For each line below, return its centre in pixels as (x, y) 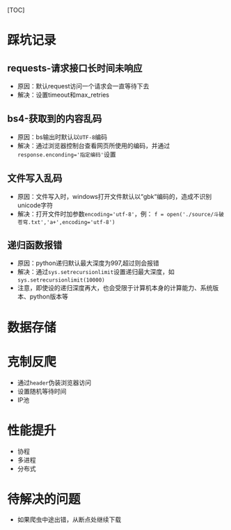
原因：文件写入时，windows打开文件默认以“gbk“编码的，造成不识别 (114, 196)
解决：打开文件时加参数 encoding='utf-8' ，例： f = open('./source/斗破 (121, 214)
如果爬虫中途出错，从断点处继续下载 (69, 520)
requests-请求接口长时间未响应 (75, 68)
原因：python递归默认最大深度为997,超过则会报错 (88, 263)
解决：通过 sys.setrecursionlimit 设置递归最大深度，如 (96, 272)
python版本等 (49, 297)
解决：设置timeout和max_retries (63, 95)
